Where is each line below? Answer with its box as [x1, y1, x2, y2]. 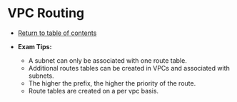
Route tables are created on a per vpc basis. [28, 86, 159, 95]
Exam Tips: [17, 42, 52, 51]
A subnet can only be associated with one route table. [28, 56, 187, 65]
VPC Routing [7, 5, 85, 21]
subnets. [28, 71, 55, 80]
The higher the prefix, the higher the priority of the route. [28, 78, 196, 87]
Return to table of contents [17, 29, 97, 37]
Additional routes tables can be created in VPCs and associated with [28, 63, 230, 72]
